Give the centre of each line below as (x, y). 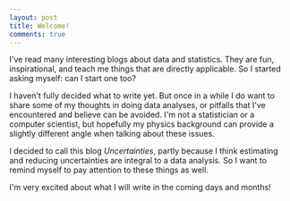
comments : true (38, 34)
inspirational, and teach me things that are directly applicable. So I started (145, 69)
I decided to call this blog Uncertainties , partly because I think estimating (144, 151)
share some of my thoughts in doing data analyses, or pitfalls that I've (137, 105)
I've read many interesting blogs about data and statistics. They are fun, (142, 60)
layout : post (34, 17)
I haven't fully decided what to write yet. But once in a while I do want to (142, 96)
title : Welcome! (39, 26)
